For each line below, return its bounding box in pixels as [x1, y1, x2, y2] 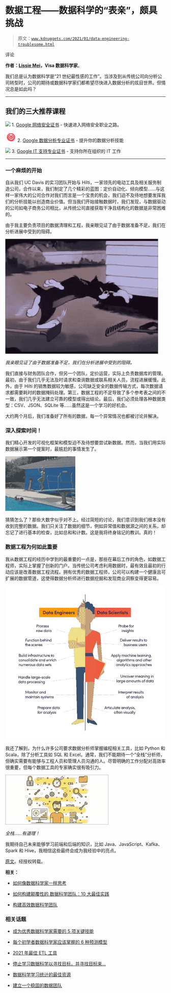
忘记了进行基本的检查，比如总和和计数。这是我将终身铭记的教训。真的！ [5, 529, 157, 536]
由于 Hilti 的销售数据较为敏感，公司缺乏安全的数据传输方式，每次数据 [14, 383, 159, 389]
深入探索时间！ [5, 427, 42, 434]
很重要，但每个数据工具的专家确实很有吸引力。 [5, 764, 103, 770]
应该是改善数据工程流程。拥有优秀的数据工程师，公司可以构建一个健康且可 [9, 569, 166, 575]
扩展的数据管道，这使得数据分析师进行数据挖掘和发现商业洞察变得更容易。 [5, 575, 161, 581]
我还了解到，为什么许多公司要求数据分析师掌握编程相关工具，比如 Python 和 [5, 745, 165, 751]
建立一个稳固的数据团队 [12, 982, 62, 988]
